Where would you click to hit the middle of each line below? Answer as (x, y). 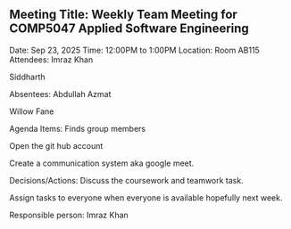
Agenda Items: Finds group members (77, 128)
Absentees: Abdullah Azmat (60, 94)
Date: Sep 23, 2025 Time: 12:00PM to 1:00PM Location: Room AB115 (135, 50)
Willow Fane (32, 111)
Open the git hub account (56, 145)
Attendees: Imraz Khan (51, 59)
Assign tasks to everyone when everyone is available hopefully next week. (146, 197)
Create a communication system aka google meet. (102, 163)
